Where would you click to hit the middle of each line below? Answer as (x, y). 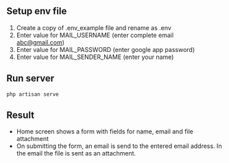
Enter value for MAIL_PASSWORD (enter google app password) (106, 49)
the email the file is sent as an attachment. (76, 153)
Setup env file (37, 11)
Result (21, 115)
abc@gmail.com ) (40, 42)
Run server (31, 78)
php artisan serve (33, 94)
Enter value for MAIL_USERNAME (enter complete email (95, 35)
